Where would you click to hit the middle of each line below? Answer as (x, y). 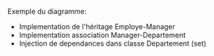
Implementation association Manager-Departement (102, 35)
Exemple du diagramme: (47, 11)
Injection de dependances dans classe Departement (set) (113, 43)
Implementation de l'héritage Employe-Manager (97, 26)
